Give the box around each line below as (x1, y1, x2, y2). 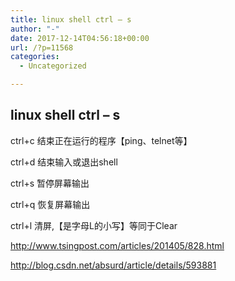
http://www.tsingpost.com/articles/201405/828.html (10, 239, 225, 251)
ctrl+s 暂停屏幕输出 (10, 177, 90, 189)
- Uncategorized (19, 61, 87, 71)
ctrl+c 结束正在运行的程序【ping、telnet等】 (10, 134, 193, 146)
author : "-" (10, 24, 60, 34)
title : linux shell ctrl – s (10, 14, 132, 25)
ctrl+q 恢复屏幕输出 (10, 198, 91, 210)
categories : (10, 52, 60, 62)
